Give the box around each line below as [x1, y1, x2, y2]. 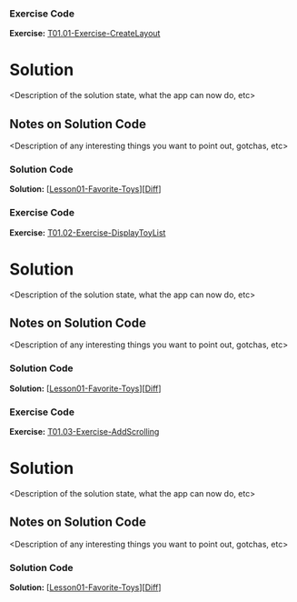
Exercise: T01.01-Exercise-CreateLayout [9, 28, 161, 39]
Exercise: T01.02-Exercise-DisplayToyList [9, 226, 166, 238]
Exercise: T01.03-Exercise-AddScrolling [9, 426, 160, 436]
